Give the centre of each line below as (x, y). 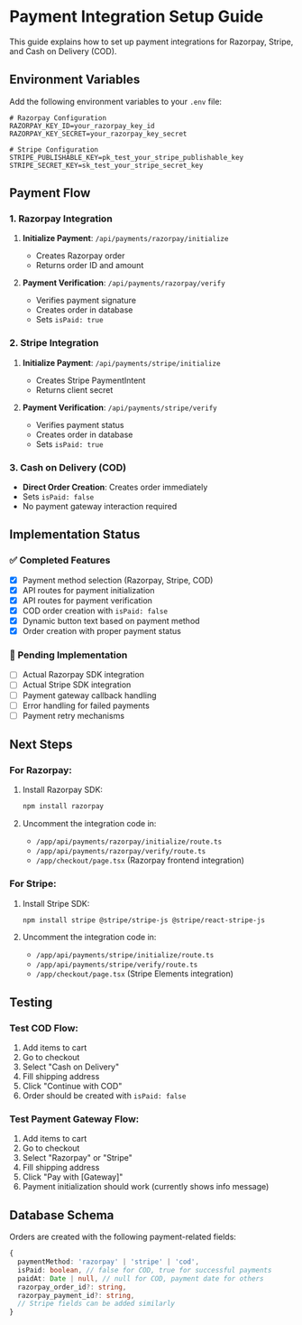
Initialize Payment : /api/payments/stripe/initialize (121, 362)
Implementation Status (75, 535)
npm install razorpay (63, 807)
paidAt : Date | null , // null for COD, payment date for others (141, 1278)
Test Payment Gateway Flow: (74, 1119)
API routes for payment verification (87, 600)
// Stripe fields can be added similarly (96, 1304)
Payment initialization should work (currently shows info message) (146, 1187)
